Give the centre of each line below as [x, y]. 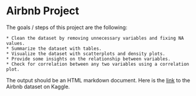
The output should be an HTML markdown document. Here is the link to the [98, 80]
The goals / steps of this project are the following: [67, 27]
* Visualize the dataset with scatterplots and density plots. [86, 54]
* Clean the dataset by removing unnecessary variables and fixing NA [95, 38]
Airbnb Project [43, 11]
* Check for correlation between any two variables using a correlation [98, 64]
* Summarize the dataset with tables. [54, 49]
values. [16, 43]
